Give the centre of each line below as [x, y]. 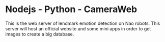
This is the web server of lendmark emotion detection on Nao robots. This [83, 23]
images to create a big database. [40, 34]
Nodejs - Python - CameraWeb [71, 9]
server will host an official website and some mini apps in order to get [78, 28]
